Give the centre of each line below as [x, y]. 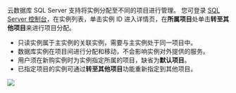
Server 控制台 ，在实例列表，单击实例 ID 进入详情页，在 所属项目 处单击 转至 [115, 19]
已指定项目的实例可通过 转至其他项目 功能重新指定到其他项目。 [107, 69]
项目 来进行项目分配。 [44, 28]
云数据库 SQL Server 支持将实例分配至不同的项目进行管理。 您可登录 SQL [114, 10]
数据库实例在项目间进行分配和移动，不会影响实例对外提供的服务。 [113, 51]
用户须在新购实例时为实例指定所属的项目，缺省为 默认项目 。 [104, 60]
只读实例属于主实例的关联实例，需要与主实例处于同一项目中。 [107, 43]
